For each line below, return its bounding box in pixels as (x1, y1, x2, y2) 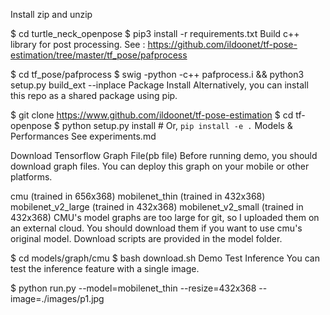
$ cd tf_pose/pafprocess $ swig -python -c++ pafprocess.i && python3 (10, 69, 305, 80)
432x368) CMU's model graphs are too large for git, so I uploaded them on (10, 212, 320, 223)
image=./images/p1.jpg (10, 293, 105, 304)
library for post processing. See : (10, 39, 146, 50)
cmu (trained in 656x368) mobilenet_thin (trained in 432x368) (10, 190, 266, 202)
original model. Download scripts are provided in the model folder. (10, 233, 283, 244)
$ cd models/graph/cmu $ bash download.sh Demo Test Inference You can (10, 252, 320, 264)
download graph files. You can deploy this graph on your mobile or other (10, 160, 310, 172)
